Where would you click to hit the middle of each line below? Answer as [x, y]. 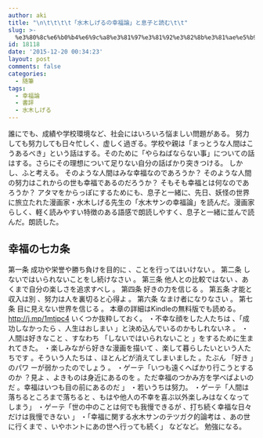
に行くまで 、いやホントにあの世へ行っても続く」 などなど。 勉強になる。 [127, 426]
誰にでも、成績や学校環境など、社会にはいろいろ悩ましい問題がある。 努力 [129, 133]
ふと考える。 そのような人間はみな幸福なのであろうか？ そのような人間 [137, 173]
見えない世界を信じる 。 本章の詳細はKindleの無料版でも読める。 [135, 308]
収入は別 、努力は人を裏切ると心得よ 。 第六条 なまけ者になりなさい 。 [122, 298]
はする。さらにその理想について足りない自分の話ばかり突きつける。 [118, 163]
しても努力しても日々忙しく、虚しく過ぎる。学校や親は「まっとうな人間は [128, 143]
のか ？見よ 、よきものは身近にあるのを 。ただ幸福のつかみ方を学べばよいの [131, 377]
